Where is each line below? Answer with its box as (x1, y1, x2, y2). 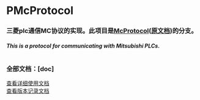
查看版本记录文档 (6, 87, 50, 95)
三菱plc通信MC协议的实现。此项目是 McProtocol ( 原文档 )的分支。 (6, 27, 198, 35)
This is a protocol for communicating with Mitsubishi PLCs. (6, 42, 160, 49)
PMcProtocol (6, 4, 74, 18)
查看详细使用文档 (6, 80, 50, 87)
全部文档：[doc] (6, 65, 54, 73)
